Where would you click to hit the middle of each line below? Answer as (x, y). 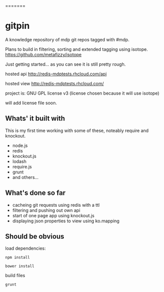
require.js (22, 166)
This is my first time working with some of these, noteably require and (77, 131)
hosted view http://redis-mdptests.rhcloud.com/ (55, 83)
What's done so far (35, 193)
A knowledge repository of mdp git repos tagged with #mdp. (67, 39)
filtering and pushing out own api (46, 210)
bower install (20, 266)
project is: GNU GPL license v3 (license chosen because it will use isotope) (82, 93)
